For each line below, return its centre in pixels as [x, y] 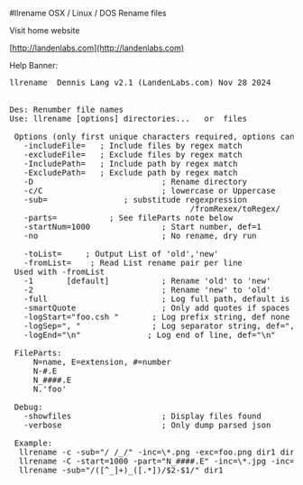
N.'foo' [50, 389]
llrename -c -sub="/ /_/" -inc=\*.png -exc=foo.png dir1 [147, 452]
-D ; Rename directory [136, 182]
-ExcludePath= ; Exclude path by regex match [131, 173]
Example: [33, 443]
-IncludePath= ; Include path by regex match [131, 164]
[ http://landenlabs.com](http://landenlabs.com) [97, 48]
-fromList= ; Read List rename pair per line [133, 263]
